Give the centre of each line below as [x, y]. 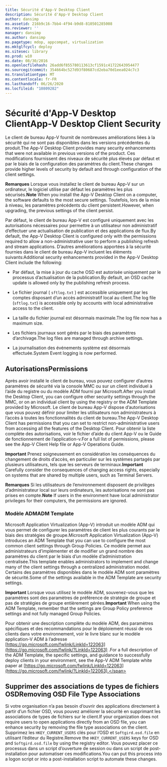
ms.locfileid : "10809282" [32, 88]
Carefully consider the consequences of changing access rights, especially [83, 470]
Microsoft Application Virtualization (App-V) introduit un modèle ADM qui [80, 524]
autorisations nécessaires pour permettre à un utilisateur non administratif [81, 226]
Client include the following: [34, 262]
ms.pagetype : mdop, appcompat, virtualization [54, 42]
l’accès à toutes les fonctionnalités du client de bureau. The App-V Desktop [82, 418]
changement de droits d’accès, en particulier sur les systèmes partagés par [83, 459]
